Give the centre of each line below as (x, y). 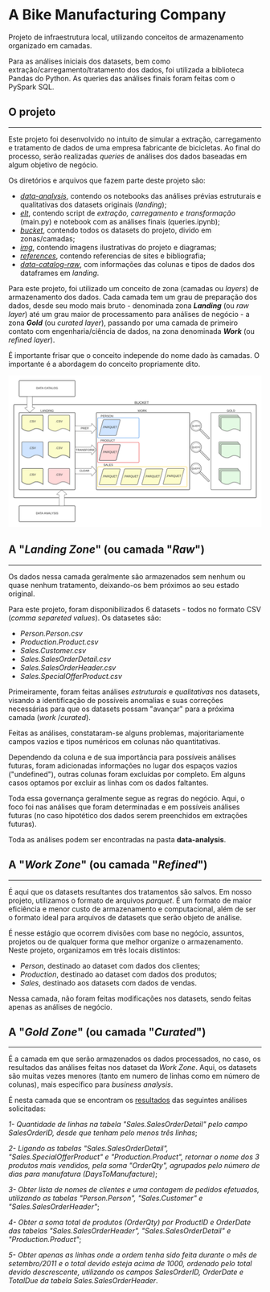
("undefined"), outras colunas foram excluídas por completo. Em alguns (127, 774)
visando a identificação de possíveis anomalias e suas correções (116, 700)
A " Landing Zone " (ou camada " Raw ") (106, 550)
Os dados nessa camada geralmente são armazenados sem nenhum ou (127, 576)
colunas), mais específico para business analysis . (91, 1084)
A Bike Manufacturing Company (117, 15)
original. (22, 594)
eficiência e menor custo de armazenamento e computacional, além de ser (132, 909)
